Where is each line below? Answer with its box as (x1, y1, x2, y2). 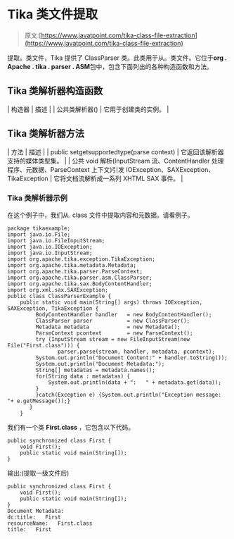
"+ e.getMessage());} (7, 397, 71, 404)
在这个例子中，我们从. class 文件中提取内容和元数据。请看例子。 (7, 211, 194, 219)
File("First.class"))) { (7, 342, 80, 349)
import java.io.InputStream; (7, 249, 93, 256)
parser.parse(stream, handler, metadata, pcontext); (57, 348, 216, 355)
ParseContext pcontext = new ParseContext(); (35, 329, 193, 337)
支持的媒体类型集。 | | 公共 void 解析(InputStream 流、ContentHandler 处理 (7, 156, 224, 165)
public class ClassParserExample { (7, 292, 112, 299)
